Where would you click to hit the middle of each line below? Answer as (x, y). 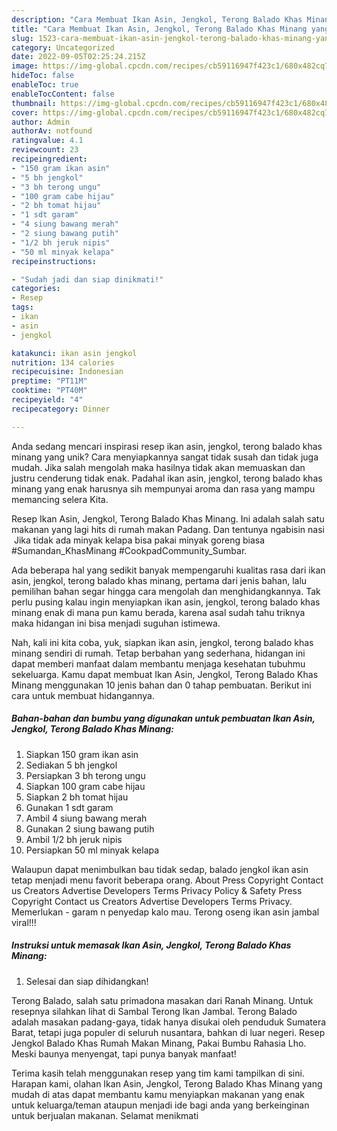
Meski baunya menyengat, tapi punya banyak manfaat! (124, 1053)
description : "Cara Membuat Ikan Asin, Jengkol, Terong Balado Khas (157, 19)
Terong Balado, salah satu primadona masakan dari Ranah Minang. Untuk (162, 1000)
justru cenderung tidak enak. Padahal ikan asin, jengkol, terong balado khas (167, 478)
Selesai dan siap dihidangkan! (87, 981)
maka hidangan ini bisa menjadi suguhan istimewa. (116, 623)
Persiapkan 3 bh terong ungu (85, 775)
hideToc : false (43, 76)
